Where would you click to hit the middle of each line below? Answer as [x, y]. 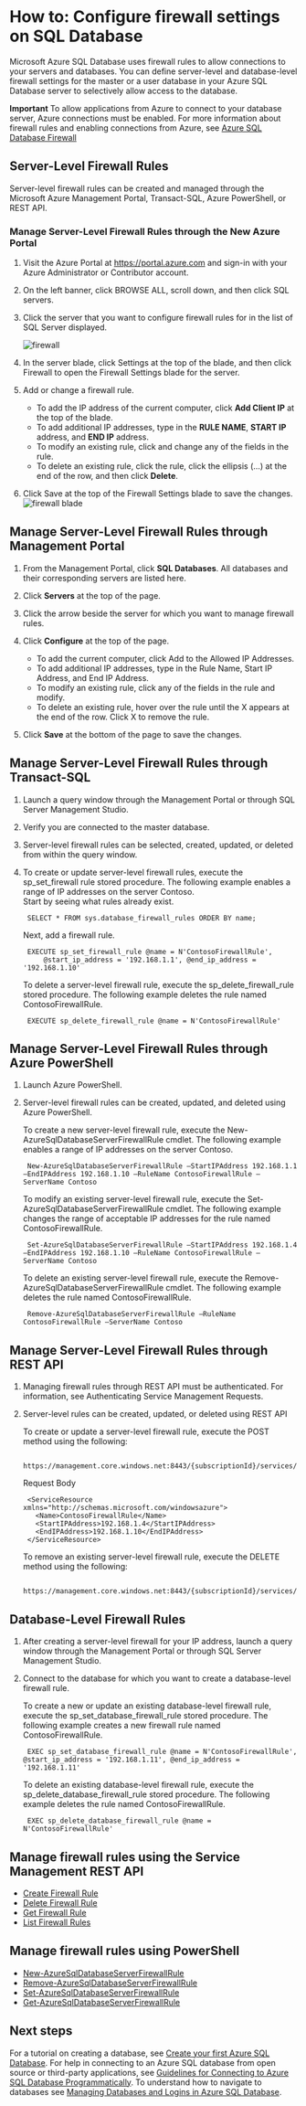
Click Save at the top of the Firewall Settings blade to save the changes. [158, 494]
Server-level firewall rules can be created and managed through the [137, 188]
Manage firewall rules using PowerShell [125, 1951]
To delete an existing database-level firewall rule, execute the [138, 1785]
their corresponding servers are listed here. [105, 578]
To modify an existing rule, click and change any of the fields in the [163, 447]
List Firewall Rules [57, 1922]
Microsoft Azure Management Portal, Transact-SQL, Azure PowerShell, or [148, 197]
